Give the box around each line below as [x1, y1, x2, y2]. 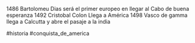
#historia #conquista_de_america [6, 30, 90, 37]
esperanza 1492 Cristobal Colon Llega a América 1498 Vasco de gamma [6, 12, 188, 19]
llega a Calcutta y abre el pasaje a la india [6, 18, 111, 25]
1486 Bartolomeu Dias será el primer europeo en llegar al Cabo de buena [6, 5, 190, 12]
